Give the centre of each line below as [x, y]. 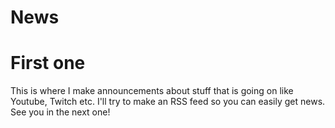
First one [48, 63]
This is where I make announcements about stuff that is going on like [152, 91]
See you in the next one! [60, 112]
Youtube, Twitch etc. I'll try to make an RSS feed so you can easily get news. [168, 102]
